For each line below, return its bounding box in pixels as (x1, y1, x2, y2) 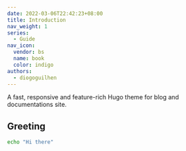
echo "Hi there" (7, 139, 54, 145)
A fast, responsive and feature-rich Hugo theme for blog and (7, 93, 179, 101)
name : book (13, 55, 45, 62)
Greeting (7, 120, 46, 132)
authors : (7, 68, 32, 74)
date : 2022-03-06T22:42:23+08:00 (7, 10, 103, 17)
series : (7, 29, 30, 37)
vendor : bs (13, 49, 45, 56)
